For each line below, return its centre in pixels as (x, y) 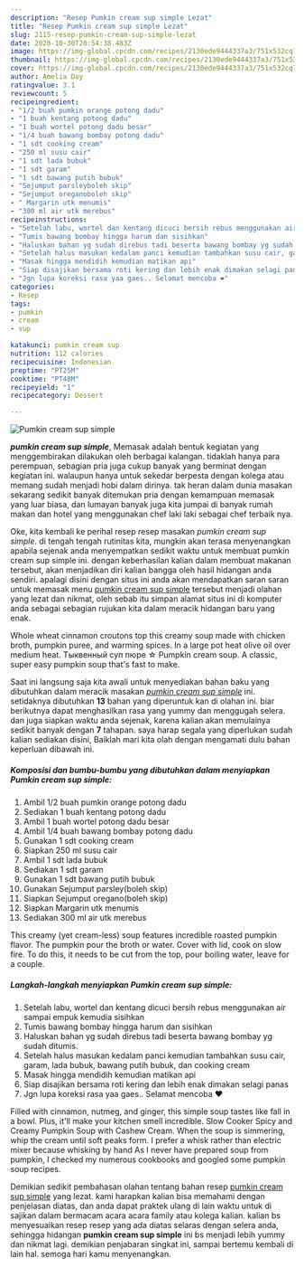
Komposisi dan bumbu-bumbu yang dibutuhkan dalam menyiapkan (140, 770)
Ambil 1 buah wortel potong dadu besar (96, 822)
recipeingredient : (45, 102)
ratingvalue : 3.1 (43, 85)
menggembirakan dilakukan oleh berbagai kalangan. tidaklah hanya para (145, 457)
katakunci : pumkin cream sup (65, 345)
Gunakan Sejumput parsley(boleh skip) (96, 889)
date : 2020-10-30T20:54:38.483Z (71, 43)
